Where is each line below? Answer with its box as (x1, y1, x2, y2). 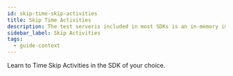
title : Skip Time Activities (7, 17, 92, 23)
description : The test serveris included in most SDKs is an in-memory (7, 23, 218, 30)
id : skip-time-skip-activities (7, 10, 98, 17)
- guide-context (13, 42, 60, 49)
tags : (7, 36, 23, 43)
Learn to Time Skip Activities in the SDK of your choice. (7, 61, 166, 69)
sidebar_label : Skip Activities (7, 29, 101, 37)
